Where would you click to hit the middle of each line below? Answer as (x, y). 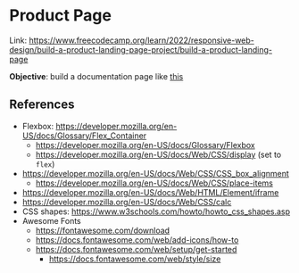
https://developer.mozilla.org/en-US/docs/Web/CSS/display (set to (158, 154)
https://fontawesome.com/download (103, 230)
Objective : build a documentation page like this (96, 76)
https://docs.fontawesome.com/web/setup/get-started (136, 249)
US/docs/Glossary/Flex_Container (84, 136)
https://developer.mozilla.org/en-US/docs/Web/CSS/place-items (154, 183)
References (42, 105)
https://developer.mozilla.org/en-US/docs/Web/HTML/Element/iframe (150, 192)
